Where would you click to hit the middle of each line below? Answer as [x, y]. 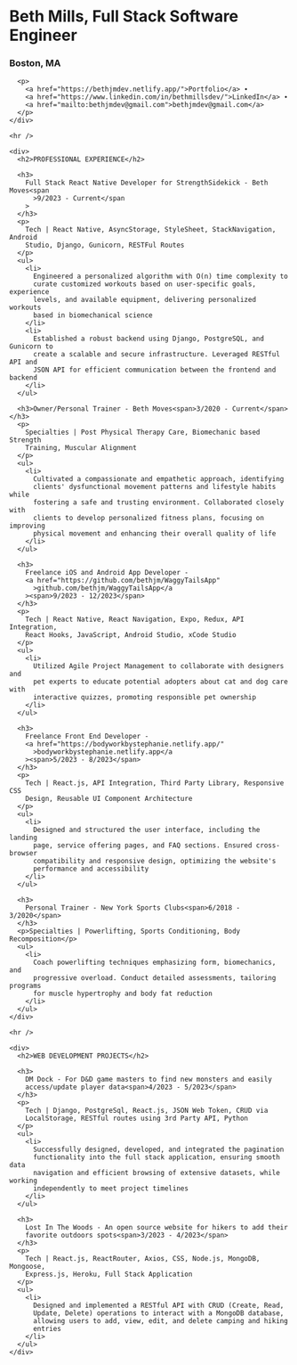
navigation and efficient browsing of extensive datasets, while [156, 1173]
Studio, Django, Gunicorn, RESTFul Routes [105, 245]
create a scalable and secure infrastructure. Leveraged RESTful [156, 355]
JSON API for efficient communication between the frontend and [154, 370]
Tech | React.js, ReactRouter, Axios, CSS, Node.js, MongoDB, [143, 1259]
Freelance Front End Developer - [87, 737]
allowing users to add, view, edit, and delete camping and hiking [161, 1321]
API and [24, 363]
